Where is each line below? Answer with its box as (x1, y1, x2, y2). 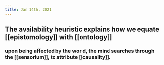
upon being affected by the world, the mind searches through (5, 47, 155, 54)
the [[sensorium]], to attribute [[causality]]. (5, 53, 111, 60)
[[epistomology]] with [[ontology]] (5, 33, 112, 42)
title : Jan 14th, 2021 (5, 7, 52, 12)
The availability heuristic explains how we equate (5, 25, 160, 34)
